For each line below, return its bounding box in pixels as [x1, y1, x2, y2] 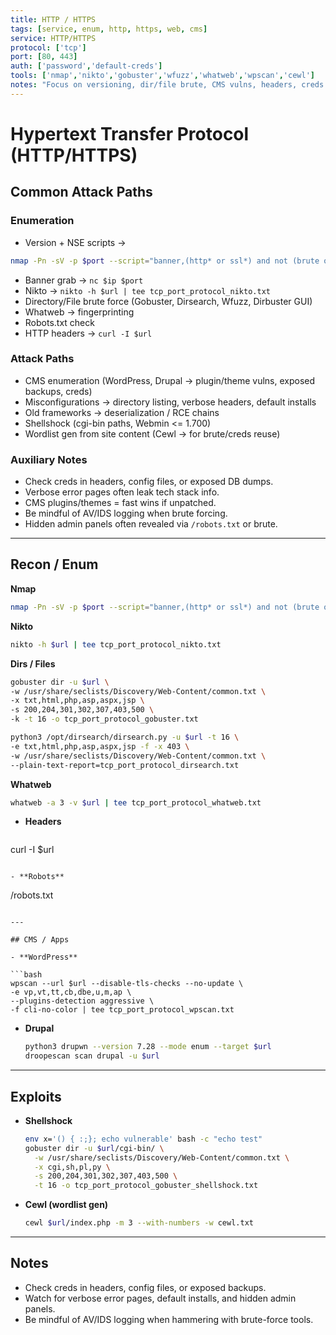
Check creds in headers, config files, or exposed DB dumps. [24, 476, 274, 488]
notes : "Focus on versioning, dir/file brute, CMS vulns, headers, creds [10, 80, 325, 90]
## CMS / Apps [10, 935, 70, 945]
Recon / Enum [10, 556, 99, 573]
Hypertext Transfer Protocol [10, 122, 250, 145]
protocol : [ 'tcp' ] [10, 42, 87, 53]
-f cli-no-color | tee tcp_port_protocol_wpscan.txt [10, 1005, 235, 1015]
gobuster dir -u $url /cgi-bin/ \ [24, 1143, 165, 1153]
